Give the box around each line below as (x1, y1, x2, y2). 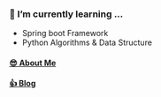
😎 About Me (9, 57, 57, 68)
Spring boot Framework (21, 28, 109, 39)
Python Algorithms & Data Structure (21, 37, 153, 48)
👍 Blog (9, 78, 36, 89)
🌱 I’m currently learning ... (9, 8, 124, 20)
